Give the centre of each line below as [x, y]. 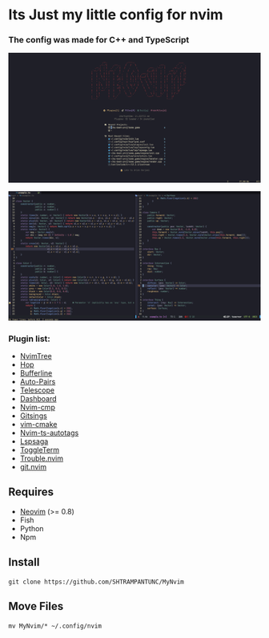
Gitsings [34, 416]
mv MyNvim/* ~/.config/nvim [55, 626]
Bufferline [36, 373]
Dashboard [38, 399]
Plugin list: [29, 339]
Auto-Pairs [38, 382]
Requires [31, 492]
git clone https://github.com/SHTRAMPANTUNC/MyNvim [96, 582]
